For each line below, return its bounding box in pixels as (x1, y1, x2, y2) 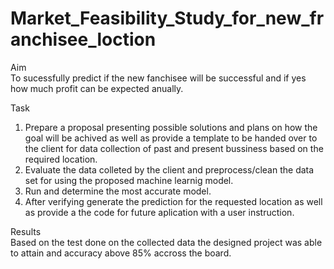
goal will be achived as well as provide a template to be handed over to (24, 132, 318, 144)
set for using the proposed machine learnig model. (24, 174, 234, 186)
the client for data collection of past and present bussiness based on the (24, 142, 324, 154)
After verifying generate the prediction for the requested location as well (24, 195, 323, 207)
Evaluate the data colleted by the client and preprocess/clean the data (24, 163, 315, 176)
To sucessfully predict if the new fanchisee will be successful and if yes (10, 72, 307, 84)
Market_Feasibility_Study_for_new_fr (10, 7, 325, 30)
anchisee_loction (10, 28, 157, 51)
